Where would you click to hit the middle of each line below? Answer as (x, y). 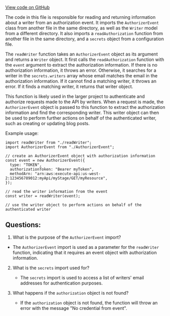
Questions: (23, 225)
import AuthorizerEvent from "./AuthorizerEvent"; (60, 147)
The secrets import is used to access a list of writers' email (82, 277)
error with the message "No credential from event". (74, 308)
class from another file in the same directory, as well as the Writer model (81, 28)
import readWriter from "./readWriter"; (49, 142)
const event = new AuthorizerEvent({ (45, 160)
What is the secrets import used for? (51, 268)
